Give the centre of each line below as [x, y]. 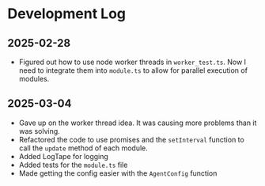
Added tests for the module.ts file [73, 165]
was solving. [39, 131]
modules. [34, 79]
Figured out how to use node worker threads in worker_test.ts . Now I [132, 62]
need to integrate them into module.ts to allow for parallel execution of [133, 70]
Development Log [67, 14]
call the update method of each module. [83, 148]
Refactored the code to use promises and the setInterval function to [131, 139]
